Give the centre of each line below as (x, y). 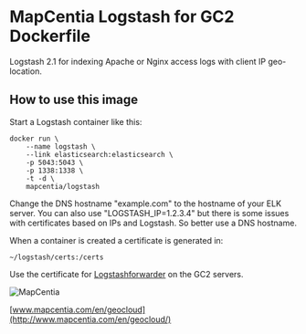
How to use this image (74, 100)
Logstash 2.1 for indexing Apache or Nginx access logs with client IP (138, 61)
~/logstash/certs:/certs (57, 257)
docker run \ (34, 139)
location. (26, 71)
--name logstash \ (61, 146)
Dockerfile (50, 36)
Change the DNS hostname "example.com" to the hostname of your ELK (145, 204)
